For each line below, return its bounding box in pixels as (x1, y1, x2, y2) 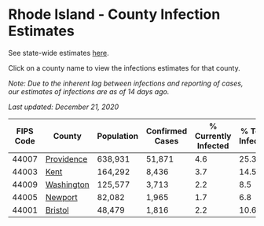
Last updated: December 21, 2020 (8, 102, 119, 111)
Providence (45, 153, 88, 164)
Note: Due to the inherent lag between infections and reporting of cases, (8, 78, 244, 88)
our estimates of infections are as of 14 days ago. (8, 86, 170, 96)
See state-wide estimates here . (8, 48, 109, 57)
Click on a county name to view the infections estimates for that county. (8, 63, 241, 72)
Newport (45, 191, 78, 202)
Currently (194, 130, 232, 141)
